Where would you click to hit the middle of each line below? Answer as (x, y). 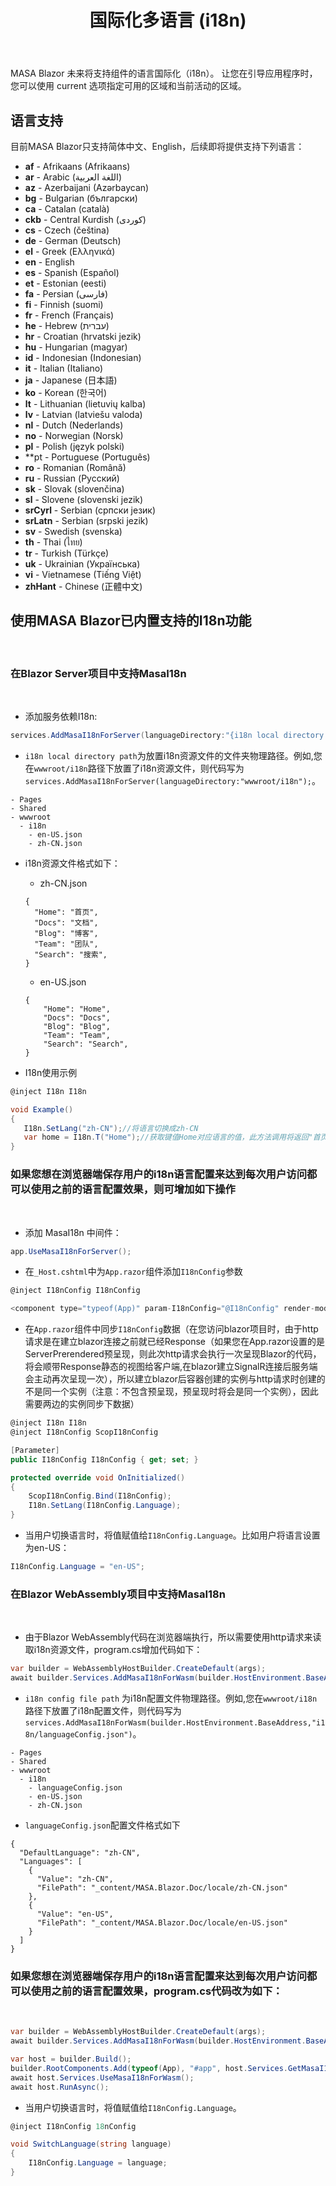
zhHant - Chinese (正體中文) (83, 586)
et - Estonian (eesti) (65, 283)
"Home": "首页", (66, 912)
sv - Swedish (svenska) (73, 531)
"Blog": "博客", (66, 933)
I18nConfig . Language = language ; (98, 2163)
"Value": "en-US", (75, 1914)
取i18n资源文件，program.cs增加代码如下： (113, 1650)
